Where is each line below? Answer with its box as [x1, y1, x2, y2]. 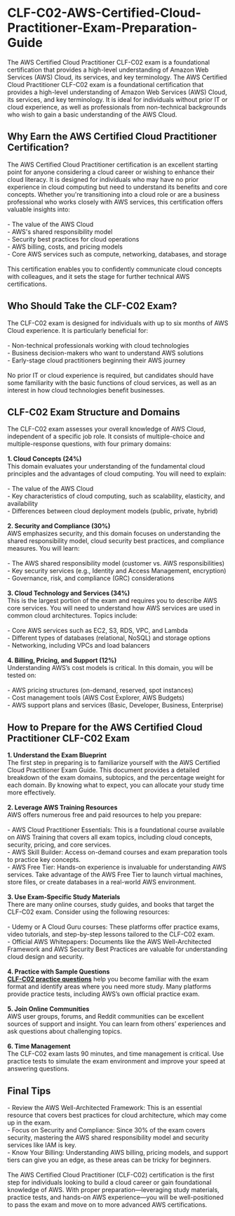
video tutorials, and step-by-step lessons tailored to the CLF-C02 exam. [7, 930, 215, 939]
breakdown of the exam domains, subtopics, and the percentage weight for [7, 773, 225, 782]
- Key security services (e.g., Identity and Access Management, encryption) [7, 567, 227, 575]
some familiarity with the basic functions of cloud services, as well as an [7, 378, 217, 387]
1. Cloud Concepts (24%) [7, 455, 82, 463]
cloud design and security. [7, 953, 84, 961]
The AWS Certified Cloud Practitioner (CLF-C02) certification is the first [7, 1171, 215, 1179]
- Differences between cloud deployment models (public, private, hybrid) [7, 507, 219, 516]
